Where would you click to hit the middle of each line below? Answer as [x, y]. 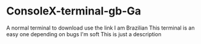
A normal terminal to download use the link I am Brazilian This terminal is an [100, 28]
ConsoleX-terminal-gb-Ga [74, 11]
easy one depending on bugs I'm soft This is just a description [84, 34]
